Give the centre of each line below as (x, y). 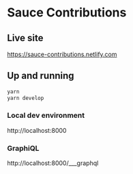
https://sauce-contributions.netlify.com (62, 54)
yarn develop (26, 98)
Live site (25, 38)
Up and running (41, 76)
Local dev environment (46, 116)
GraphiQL (23, 148)
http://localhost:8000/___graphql (53, 163)
